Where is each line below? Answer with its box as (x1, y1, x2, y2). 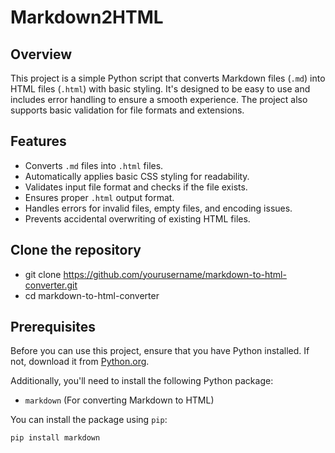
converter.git (24, 279, 78, 291)
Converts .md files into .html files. (24, 159, 164, 171)
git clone (24, 268, 62, 280)
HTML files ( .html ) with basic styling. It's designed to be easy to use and (10, 83, 311, 95)
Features (10, 133, 67, 150)
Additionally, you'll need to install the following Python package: (10, 375, 274, 387)
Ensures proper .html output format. (24, 191, 175, 203)
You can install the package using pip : (10, 414, 168, 426)
